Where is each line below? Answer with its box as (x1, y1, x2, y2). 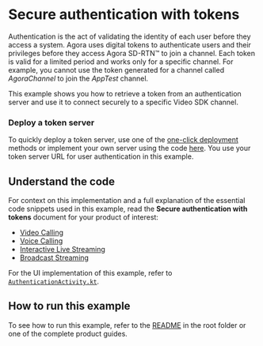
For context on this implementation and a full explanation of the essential (8, 196, 246, 205)
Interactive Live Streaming (19, 245, 105, 254)
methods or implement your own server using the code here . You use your (8, 144, 251, 153)
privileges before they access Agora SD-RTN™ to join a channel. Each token (8, 48, 256, 58)
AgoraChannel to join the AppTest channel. (8, 73, 149, 83)
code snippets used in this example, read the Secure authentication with (8, 204, 248, 214)
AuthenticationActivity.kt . (8, 276, 100, 286)
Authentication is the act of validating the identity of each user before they (8, 32, 251, 41)
